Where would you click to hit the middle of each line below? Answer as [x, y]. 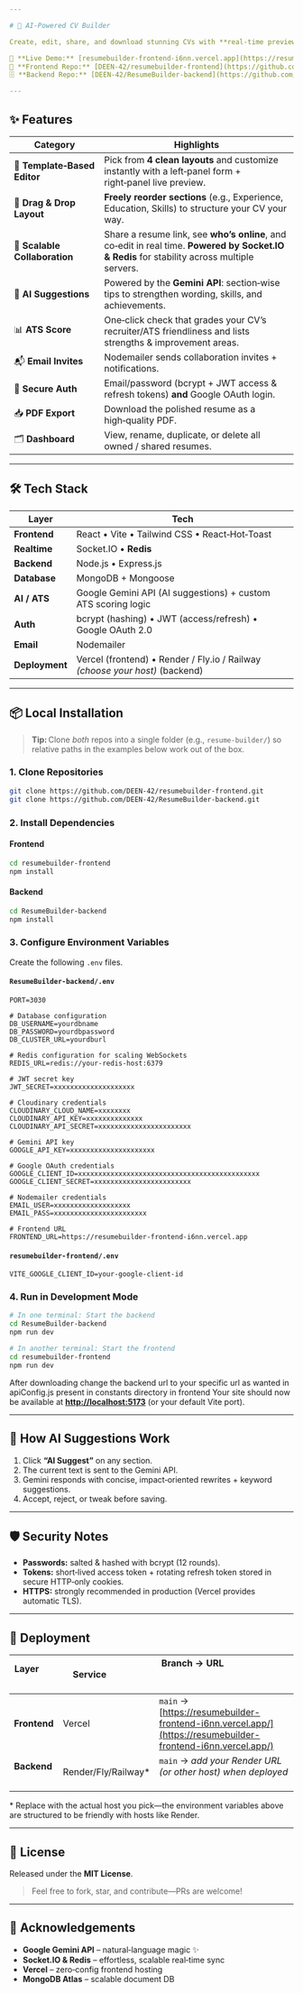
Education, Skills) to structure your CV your [195, 208]
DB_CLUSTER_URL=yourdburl [58, 1039]
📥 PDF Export [44, 413]
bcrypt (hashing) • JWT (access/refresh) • [167, 619]
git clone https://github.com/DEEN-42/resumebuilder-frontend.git [137, 791]
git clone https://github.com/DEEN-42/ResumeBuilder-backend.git [134, 799]
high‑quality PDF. [140, 420]
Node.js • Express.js [119, 563]
